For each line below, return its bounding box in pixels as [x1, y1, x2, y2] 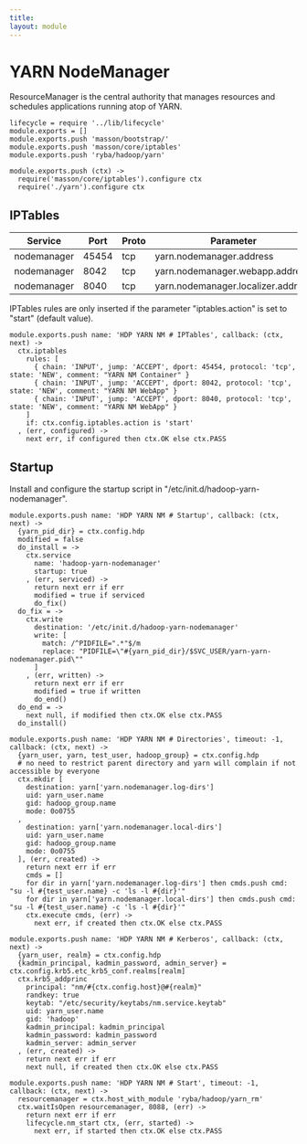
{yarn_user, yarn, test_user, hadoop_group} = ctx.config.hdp [17, 751, 259, 760]
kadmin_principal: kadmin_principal [26, 1022, 166, 1033]
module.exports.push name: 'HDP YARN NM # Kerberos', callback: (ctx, [9, 935, 284, 944]
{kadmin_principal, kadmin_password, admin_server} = [17, 959, 227, 969]
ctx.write [26, 615, 64, 624]
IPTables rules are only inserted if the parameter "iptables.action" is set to [9, 303, 288, 314]
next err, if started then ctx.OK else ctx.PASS [33, 1127, 223, 1136]
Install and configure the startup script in [9, 483, 163, 494]
